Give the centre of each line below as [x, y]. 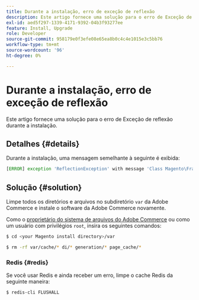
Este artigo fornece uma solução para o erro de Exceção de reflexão [89, 119]
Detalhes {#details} [43, 143]
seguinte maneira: [28, 282]
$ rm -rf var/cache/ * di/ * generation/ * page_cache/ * [74, 247]
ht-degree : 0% [24, 56]
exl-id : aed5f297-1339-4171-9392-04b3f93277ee [65, 22]
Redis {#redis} [27, 262]
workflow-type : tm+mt [33, 45]
